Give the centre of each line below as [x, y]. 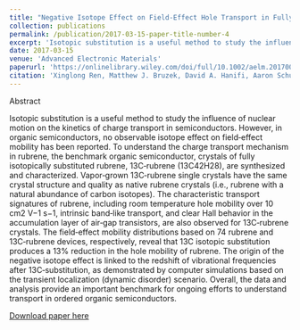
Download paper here [49, 315]
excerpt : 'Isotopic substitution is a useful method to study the [135, 42]
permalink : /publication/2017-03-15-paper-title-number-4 [119, 34]
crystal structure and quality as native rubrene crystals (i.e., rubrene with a [146, 185]
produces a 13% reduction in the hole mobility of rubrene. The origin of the [147, 251]
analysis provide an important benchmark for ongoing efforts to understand [148, 289]
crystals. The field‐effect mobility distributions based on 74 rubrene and [142, 232]
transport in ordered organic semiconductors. [93, 298]
